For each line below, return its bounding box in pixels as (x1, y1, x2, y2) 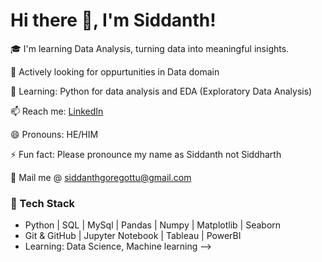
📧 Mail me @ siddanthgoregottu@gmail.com (10, 171, 192, 183)
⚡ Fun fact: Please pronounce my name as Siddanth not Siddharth (10, 148, 282, 160)
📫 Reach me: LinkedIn (10, 105, 104, 117)
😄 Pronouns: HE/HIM (10, 128, 99, 140)
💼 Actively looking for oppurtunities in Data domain (10, 65, 220, 78)
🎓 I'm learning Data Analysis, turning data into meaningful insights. (10, 42, 290, 54)
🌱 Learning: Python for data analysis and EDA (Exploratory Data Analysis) (10, 85, 313, 97)
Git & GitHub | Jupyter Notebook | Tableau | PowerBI (24, 230, 242, 242)
